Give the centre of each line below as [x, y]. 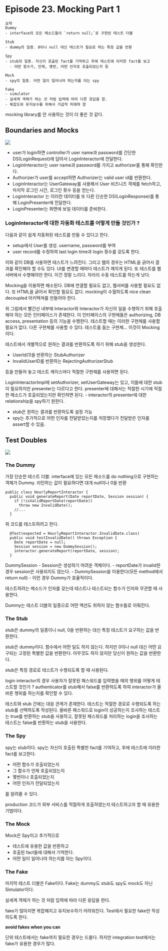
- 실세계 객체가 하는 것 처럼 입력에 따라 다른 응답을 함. [56, 99]
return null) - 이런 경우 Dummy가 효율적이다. [49, 578]
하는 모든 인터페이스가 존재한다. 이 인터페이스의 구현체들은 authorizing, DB [87, 315]
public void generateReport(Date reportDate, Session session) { [79, 497]
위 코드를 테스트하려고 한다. [32, 524]
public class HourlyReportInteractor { [47, 492]
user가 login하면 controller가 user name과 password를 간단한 [74, 152]
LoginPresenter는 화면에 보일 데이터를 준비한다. [59, 209]
